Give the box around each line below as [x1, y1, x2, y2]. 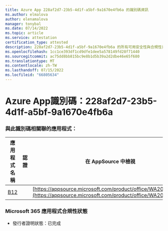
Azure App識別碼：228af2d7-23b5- [5, 95, 157, 107]
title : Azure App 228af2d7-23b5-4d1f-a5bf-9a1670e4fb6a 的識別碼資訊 [5, 7, 148, 12]
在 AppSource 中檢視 [85, 158, 136, 165]
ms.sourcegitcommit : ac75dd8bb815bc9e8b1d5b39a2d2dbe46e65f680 [5, 53, 140, 59]
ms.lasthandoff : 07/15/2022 [5, 68, 64, 73]
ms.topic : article [5, 30, 43, 35]
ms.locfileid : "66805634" [5, 72, 59, 77]
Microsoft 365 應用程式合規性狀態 [5, 208, 87, 215]
